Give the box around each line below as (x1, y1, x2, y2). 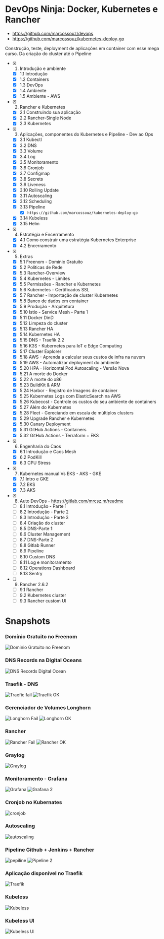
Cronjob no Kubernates (5, 799, 62, 806)
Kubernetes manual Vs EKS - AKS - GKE (19, 470, 102, 476)
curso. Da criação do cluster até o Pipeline (5, 51, 91, 57)
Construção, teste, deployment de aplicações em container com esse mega (5, 45, 160, 51)
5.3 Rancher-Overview (19, 269, 66, 276)
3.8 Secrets (19, 176, 43, 182)
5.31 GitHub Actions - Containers (19, 427, 86, 433)
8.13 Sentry (19, 570, 43, 576)
